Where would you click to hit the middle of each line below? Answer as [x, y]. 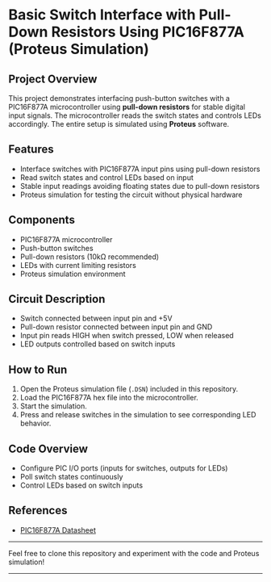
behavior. [35, 423]
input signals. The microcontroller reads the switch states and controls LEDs [135, 115]
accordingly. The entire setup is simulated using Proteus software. [119, 124]
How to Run [38, 369]
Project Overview [53, 79]
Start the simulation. [53, 406]
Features [31, 150]
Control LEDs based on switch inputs [81, 485]
